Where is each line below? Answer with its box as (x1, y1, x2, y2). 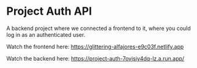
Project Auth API (6, 4, 92, 18)
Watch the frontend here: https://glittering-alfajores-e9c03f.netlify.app (6, 43, 184, 50)
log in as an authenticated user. (6, 31, 86, 38)
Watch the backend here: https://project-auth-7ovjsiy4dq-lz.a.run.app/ (6, 55, 185, 62)
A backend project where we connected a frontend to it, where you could (6, 25, 191, 32)
